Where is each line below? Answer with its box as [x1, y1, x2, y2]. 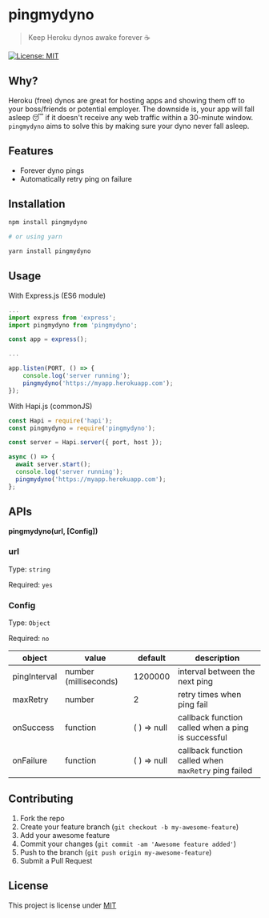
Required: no [8, 634, 50, 643]
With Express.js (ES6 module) [8, 291, 106, 300]
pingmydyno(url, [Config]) [8, 526, 98, 535]
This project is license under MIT [8, 900, 117, 910]
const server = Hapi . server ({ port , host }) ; [8, 439, 163, 447]
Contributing [8, 792, 74, 806]
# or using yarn [8, 233, 62, 241]
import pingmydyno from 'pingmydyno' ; [8, 321, 138, 329]
